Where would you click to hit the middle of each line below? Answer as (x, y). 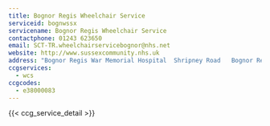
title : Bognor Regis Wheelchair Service (77, 16)
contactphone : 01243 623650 (55, 38)
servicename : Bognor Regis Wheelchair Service (88, 30)
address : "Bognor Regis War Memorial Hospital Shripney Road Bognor (131, 61)
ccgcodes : (25, 83)
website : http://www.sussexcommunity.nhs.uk (84, 53)
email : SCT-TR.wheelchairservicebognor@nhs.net (90, 46)
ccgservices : (30, 68)
